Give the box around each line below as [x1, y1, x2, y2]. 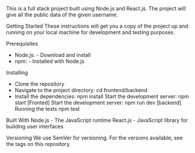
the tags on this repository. [6, 141, 72, 147]
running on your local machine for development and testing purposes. [6, 29, 175, 36]
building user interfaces [6, 123, 63, 130]
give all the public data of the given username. [6, 11, 119, 18]
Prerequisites [6, 40, 38, 47]
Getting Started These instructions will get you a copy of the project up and [6, 23, 189, 29]
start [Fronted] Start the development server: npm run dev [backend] [14, 99, 182, 106]
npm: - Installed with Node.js [14, 58, 85, 64]
